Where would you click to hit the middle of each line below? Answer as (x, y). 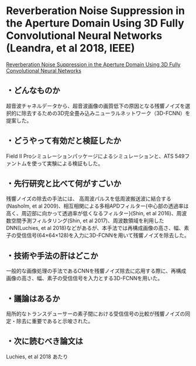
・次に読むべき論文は (44, 341)
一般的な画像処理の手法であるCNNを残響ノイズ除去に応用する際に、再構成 (96, 271)
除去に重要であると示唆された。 (55, 321)
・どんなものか (33, 91)
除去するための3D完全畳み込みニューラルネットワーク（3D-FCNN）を (106, 113)
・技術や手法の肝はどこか (52, 255)
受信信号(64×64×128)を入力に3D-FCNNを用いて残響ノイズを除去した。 (103, 235)
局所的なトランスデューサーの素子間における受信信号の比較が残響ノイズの (96, 314)
